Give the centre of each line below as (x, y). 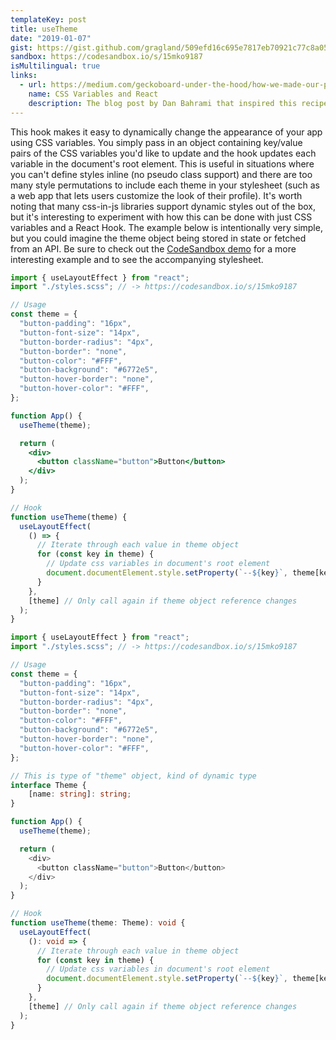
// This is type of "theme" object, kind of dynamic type (133, 776)
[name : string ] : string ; (80, 794)
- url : (33, 85)
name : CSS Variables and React (93, 94)
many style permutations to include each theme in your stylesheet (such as (165, 185)
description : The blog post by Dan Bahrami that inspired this (163, 103)
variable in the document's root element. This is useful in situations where (162, 163)
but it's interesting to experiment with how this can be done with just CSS (161, 217)
